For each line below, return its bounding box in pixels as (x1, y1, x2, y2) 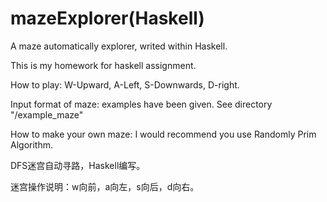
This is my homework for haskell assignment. (10, 59, 197, 71)
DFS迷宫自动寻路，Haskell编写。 (10, 159, 146, 171)
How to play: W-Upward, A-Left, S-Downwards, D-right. (10, 78, 240, 91)
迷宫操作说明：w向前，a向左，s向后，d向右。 (10, 180, 200, 192)
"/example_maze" (10, 108, 84, 121)
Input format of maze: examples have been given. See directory (10, 98, 273, 110)
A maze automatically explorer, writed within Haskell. (10, 40, 228, 52)
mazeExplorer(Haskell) (10, 7, 205, 30)
